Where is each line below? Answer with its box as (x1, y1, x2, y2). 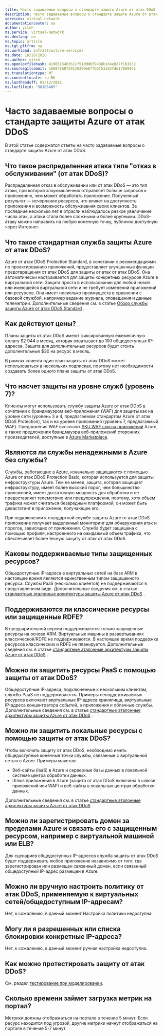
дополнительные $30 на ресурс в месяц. (5, 348, 91, 354)
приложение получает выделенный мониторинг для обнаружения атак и (5, 520, 157, 526)
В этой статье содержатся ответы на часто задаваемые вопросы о (5, 142, 145, 148)
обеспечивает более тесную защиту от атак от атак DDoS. (5, 535, 127, 541)
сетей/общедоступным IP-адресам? (5, 898, 123, 906)
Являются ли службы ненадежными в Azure (5, 448, 147, 457)
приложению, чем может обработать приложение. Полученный (5, 193, 139, 198)
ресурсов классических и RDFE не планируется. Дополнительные (5, 641, 144, 647)
